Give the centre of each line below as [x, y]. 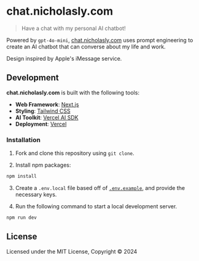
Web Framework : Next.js [47, 104]
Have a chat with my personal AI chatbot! [73, 28]
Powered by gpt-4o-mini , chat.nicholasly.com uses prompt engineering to [100, 40]
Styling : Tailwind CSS [43, 111]
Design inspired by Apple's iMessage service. [64, 58]
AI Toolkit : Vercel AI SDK [47, 117]
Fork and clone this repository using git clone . [75, 153]
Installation [24, 140]
